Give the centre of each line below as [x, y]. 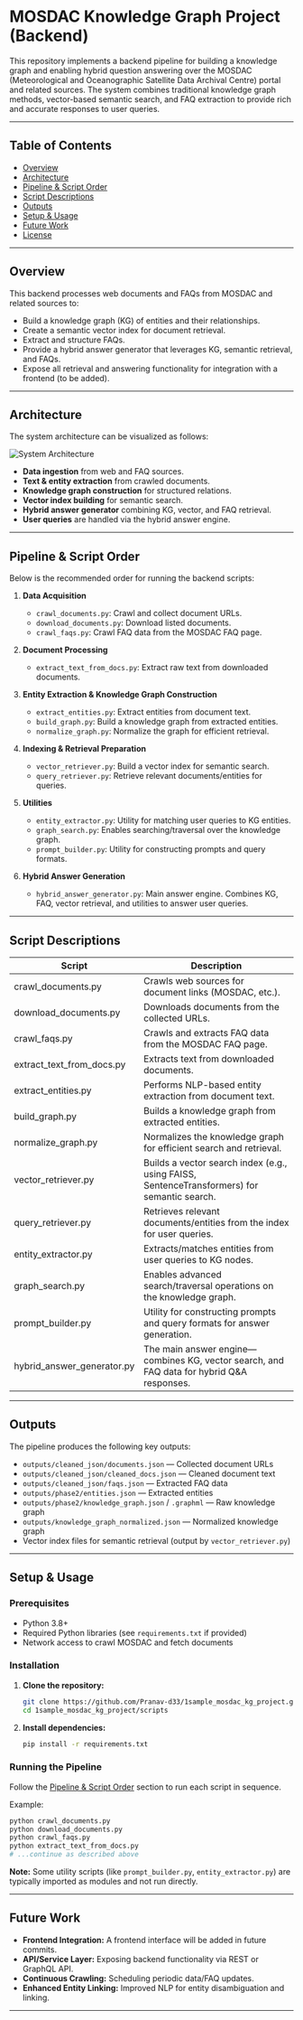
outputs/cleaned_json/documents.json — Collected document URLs [148, 1464]
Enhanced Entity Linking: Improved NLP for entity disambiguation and [153, 1987]
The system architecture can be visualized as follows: [109, 436]
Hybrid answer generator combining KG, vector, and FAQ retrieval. [147, 510]
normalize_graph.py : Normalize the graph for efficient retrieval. [152, 731]
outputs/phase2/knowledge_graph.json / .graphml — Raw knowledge [149, 1502]
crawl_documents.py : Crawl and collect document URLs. [139, 613]
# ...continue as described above [74, 1855]
